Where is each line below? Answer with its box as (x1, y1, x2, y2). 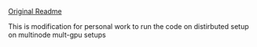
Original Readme (8, 7, 62, 16)
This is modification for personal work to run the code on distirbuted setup (8, 22, 249, 31)
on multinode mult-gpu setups (8, 31, 106, 39)
